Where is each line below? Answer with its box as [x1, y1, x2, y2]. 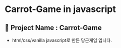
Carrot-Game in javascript [5, 3, 116, 15]
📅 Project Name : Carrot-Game [5, 23, 102, 32]
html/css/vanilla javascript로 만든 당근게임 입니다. [12, 37, 112, 43]
